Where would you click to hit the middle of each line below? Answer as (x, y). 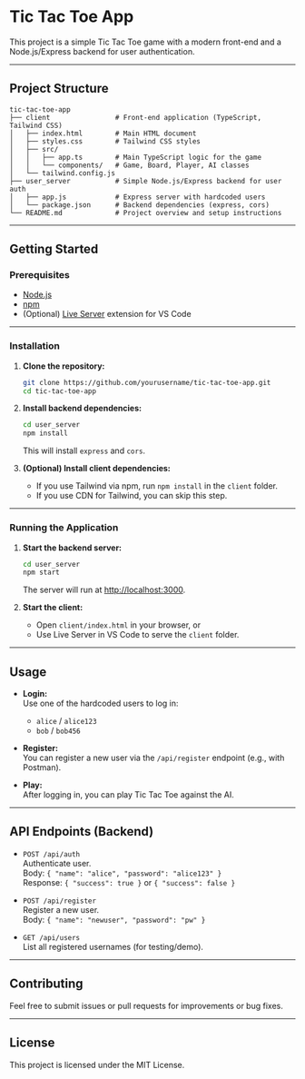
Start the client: (53, 608)
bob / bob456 (58, 731)
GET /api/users (51, 937)
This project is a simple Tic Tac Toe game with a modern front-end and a (145, 42)
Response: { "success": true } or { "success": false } (129, 882)
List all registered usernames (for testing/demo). (113, 946)
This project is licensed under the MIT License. (97, 1064)
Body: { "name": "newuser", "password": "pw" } (114, 919)
